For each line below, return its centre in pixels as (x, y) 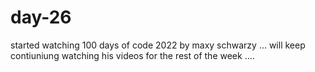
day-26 (41, 17)
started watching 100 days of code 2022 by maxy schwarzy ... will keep (158, 45)
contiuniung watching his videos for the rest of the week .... (132, 55)
